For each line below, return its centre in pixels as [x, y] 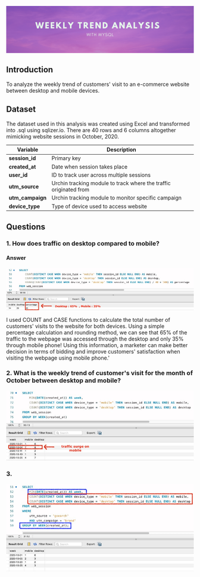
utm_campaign [28, 198]
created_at [22, 167]
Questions [26, 227]
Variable [28, 150]
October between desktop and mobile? [63, 380]
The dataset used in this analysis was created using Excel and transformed [98, 124]
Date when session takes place [90, 167]
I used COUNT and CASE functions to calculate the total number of [88, 320]
